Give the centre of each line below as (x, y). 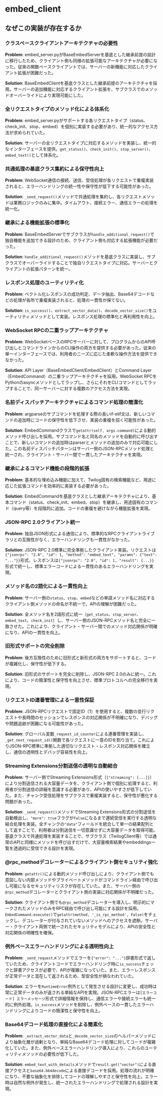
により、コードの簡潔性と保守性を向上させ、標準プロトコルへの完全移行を (79, 680)
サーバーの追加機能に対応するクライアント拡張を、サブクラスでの (79, 89)
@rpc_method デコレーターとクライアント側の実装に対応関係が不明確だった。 (81, 892)
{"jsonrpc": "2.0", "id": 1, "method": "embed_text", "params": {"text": (81, 555)
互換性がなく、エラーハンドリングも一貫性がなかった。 (77, 540)
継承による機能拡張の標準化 (37, 223)
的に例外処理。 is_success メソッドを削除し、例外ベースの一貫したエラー (77, 1005)
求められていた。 (30, 133)
